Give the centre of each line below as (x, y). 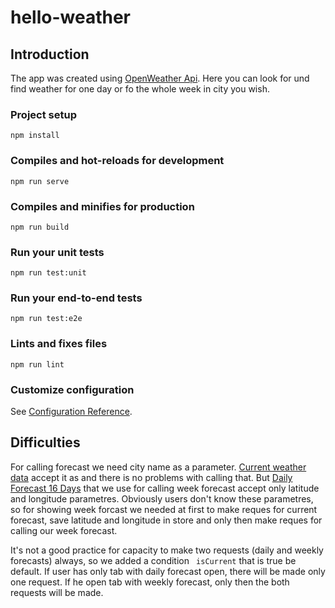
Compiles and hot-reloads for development (117, 161)
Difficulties (45, 442)
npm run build (40, 227)
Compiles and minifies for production (102, 206)
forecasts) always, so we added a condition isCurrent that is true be (153, 560)
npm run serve (40, 181)
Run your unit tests (57, 252)
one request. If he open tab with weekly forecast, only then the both (150, 582)
